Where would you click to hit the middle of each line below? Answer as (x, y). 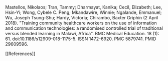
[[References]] (20, 54)
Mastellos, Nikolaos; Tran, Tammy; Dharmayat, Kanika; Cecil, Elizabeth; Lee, (84, 7)
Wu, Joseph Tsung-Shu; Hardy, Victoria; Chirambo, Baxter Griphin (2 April (82, 18)
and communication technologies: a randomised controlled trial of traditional (84, 28)
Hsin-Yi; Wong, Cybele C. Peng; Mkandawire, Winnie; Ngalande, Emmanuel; (83, 12)
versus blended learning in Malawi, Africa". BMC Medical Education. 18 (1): (82, 33)
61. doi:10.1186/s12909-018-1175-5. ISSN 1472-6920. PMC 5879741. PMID (81, 39)
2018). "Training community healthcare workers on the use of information (81, 23)
